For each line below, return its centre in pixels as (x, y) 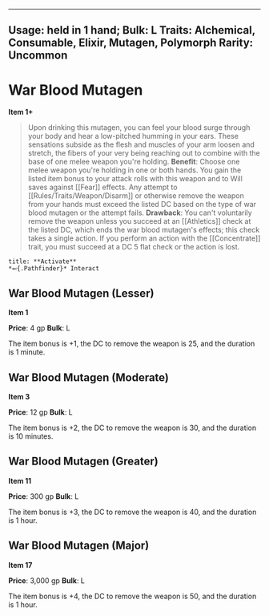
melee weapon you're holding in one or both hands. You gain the (134, 170)
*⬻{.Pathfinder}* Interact (54, 269)
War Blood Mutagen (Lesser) (81, 293)
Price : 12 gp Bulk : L (41, 412)
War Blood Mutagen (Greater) (83, 462)
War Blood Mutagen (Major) (79, 546)
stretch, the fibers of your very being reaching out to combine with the (144, 153)
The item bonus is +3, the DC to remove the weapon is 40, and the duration (132, 512)
